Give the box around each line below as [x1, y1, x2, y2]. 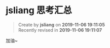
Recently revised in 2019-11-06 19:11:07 [18, 27, 102, 33]
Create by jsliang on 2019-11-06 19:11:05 [18, 21, 105, 28]
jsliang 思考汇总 [6, 5, 72, 16]
